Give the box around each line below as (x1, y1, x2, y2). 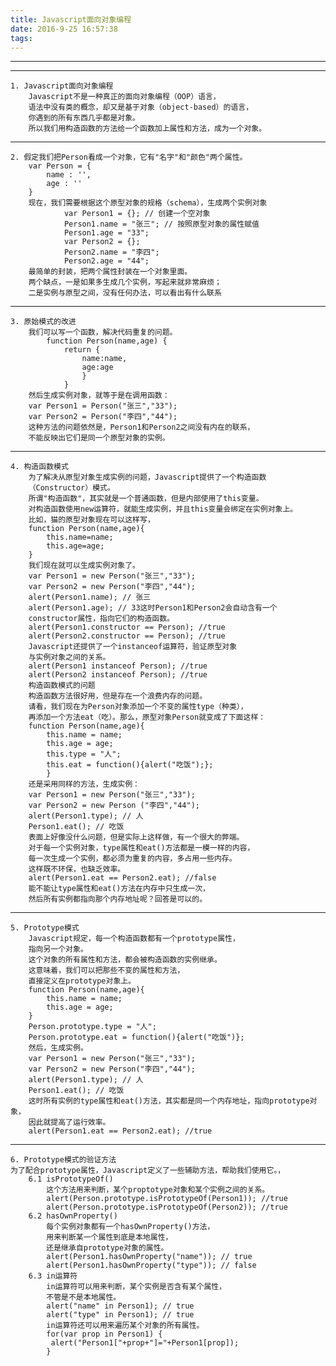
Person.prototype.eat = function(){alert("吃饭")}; (28, 1032, 245, 1043)
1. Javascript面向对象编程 (10, 81, 114, 91)
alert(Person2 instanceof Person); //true (28, 670, 208, 680)
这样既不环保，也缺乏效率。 (28, 864, 126, 875)
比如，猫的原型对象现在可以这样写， (28, 515, 155, 525)
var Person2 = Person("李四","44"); (28, 412, 178, 422)
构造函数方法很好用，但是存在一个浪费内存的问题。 (28, 691, 208, 701)
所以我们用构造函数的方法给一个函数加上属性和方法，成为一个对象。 (28, 124, 267, 134)
